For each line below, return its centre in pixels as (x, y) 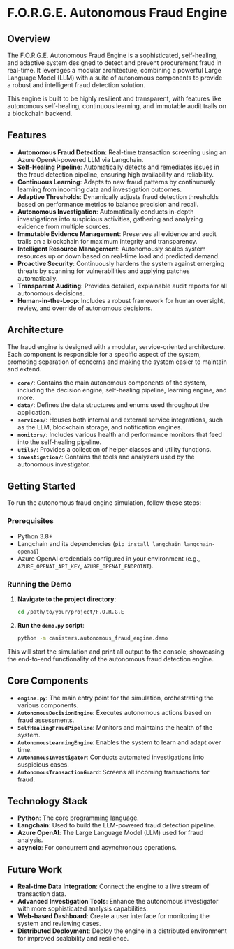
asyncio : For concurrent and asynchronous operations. (97, 848)
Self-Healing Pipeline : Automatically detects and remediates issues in (118, 167)
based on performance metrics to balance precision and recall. (108, 204)
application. (34, 412)
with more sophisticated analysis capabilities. (83, 908)
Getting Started (42, 486)
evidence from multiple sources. (64, 226)
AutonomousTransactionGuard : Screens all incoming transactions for (113, 772)
